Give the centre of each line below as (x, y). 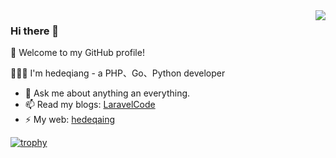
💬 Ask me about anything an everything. (107, 93)
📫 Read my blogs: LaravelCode (90, 105)
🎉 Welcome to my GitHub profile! (77, 53)
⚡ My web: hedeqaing (70, 120)
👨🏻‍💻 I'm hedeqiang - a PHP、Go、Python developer (118, 73)
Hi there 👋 (35, 31)
